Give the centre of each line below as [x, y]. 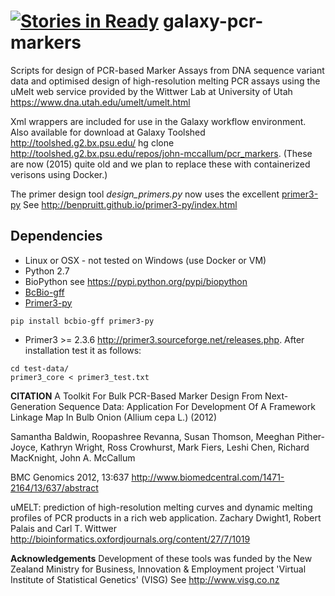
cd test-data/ [40, 368]
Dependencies [56, 236]
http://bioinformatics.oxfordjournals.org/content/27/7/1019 [130, 539]
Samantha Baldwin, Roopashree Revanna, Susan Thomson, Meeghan [152, 436]
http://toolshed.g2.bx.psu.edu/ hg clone [92, 142]
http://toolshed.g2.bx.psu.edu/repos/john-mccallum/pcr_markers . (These [161, 153]
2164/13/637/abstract [54, 487]
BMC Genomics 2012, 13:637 [70, 477]
